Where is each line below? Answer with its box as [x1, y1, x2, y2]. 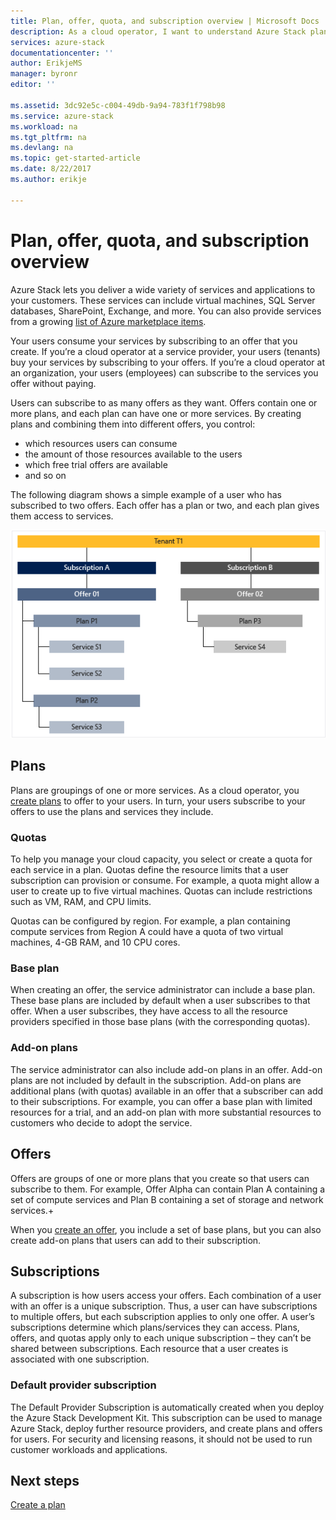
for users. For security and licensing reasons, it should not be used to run [10, 1433, 313, 1445]
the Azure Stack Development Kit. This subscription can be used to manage [10, 1411, 323, 1424]
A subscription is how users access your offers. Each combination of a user [10, 1290, 322, 1302]
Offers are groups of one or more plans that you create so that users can [10, 1172, 310, 1184]
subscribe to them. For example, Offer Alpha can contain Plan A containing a [10, 1183, 326, 1195]
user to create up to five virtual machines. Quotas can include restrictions [10, 885, 313, 897]
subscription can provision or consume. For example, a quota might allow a [10, 875, 320, 887]
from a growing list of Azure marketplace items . [10, 315, 207, 327]
